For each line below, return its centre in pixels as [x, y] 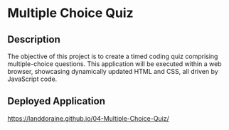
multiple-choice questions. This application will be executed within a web [114, 64]
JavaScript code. [32, 79]
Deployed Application [56, 101]
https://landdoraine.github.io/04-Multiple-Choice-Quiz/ [88, 118]
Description [34, 39]
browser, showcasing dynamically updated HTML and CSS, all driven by [113, 71]
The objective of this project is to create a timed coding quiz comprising [113, 56]
